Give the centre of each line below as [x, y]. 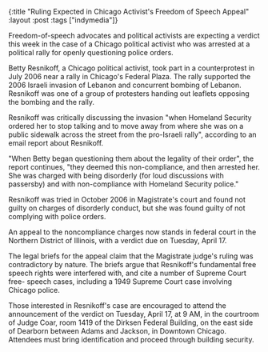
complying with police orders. [57, 216]
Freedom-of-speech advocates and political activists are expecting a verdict [134, 36]
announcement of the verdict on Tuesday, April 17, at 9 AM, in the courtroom [134, 314]
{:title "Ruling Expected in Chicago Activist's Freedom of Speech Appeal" [129, 12]
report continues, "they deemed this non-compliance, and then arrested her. [134, 167]
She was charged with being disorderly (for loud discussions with [116, 176]
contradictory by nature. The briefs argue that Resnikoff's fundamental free [132, 264]
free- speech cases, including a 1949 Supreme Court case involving [120, 282]
